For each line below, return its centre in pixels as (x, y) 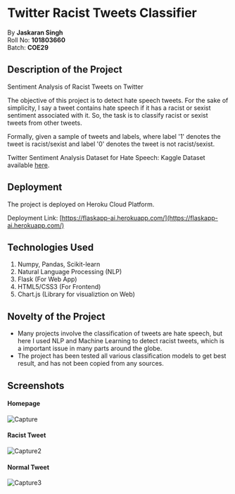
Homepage (24, 404)
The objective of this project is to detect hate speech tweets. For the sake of (118, 100)
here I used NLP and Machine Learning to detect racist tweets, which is (121, 341)
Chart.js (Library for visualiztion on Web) (76, 295)
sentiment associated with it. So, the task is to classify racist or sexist (108, 115)
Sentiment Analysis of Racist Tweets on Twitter (75, 87)
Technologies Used (50, 247)
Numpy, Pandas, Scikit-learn (59, 264)
